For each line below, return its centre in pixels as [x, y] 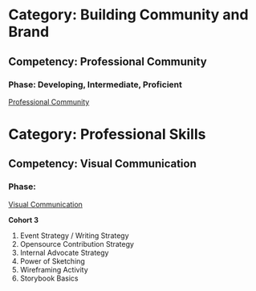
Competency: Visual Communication [102, 164]
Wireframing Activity [54, 269]
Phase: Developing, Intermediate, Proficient [95, 84]
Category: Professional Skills [107, 135]
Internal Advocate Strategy [64, 252]
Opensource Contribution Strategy [77, 244]
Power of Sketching [53, 261]
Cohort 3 [23, 219]
